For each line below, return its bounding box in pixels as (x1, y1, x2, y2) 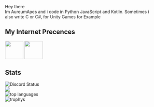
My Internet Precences (5, 28, 76, 36)
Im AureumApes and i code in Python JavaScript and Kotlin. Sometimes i (5, 9, 150, 14)
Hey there (5, 4, 25, 9)
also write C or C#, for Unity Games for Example (5, 14, 101, 20)
